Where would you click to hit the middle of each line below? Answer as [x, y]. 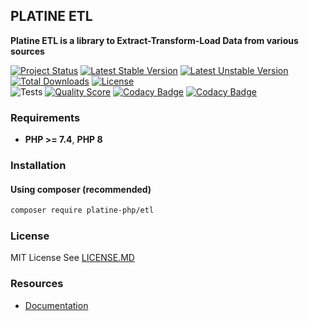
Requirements [45, 117]
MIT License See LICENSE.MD [72, 258]
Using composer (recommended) [81, 189]
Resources [37, 284]
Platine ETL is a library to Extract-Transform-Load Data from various [154, 40]
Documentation [56, 305]
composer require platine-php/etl [82, 210]
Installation [38, 166]
